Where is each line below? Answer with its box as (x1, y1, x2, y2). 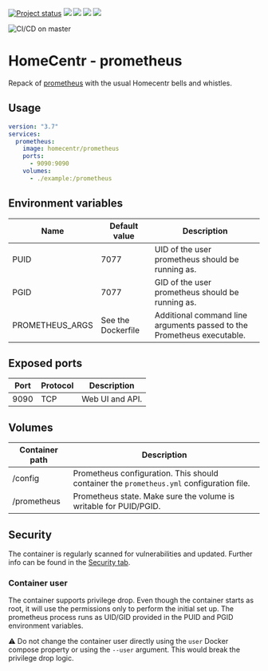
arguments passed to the (154, 319, 249, 330)
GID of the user (154, 276, 211, 287)
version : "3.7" (8, 122, 59, 131)
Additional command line (154, 310, 248, 321)
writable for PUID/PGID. (73, 501, 161, 512)
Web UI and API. (81, 393, 143, 405)
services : (8, 130, 41, 138)
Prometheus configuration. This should (73, 468, 219, 479)
